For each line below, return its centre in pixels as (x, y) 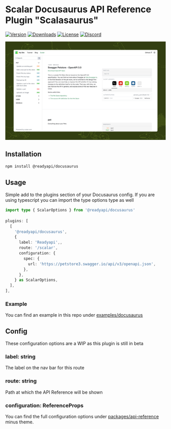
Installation (23, 154)
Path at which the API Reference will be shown (54, 392)
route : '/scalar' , (38, 248)
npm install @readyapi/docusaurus (42, 166)
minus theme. (20, 422)
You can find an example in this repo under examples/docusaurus (74, 315)
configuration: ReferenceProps (45, 406)
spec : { (32, 258)
